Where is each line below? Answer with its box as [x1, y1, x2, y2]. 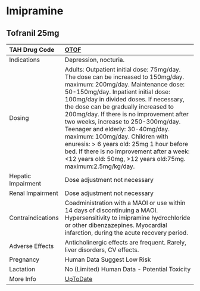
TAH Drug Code [9, 46, 55, 54]
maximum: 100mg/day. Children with [64, 132, 168, 141]
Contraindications [9, 213, 59, 222]
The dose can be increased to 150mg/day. [64, 73, 185, 81]
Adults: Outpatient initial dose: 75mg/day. [64, 66, 181, 73]
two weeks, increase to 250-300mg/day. [64, 117, 181, 126]
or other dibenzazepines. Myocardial [64, 221, 168, 229]
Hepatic [9, 172, 32, 180]
